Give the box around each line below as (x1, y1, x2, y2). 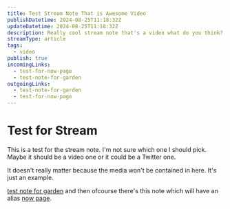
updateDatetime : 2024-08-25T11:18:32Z (7, 23, 118, 30)
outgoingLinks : (7, 80, 51, 87)
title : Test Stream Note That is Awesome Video (7, 10, 147, 17)
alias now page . (7, 194, 52, 202)
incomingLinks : (7, 61, 51, 68)
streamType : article (7, 36, 67, 43)
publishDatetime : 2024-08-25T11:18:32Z (7, 16, 122, 23)
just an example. (7, 173, 54, 181)
